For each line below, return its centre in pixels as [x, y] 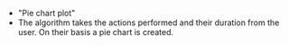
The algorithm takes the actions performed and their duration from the [149, 23]
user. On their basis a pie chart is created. [96, 32]
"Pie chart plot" [47, 13]
